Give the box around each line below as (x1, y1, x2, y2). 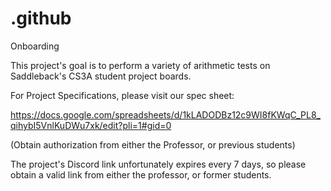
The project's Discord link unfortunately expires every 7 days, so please (10, 158, 307, 170)
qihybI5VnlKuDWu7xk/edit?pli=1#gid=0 (10, 119, 172, 131)
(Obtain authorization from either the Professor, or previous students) (10, 138, 296, 151)
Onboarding (10, 40, 60, 52)
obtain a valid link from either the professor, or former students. (10, 168, 272, 181)
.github (10, 7, 72, 30)
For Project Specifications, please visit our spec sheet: (10, 89, 235, 101)
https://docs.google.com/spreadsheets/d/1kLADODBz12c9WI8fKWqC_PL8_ (10, 108, 321, 121)
